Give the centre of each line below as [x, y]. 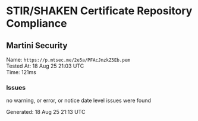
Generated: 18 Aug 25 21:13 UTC [46, 112]
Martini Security [37, 45]
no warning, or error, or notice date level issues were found [79, 101]
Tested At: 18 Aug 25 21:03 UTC [45, 66]
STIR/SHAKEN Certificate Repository [99, 11]
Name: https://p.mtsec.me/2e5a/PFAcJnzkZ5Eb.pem [68, 60]
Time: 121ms [21, 72]
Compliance [37, 23]
